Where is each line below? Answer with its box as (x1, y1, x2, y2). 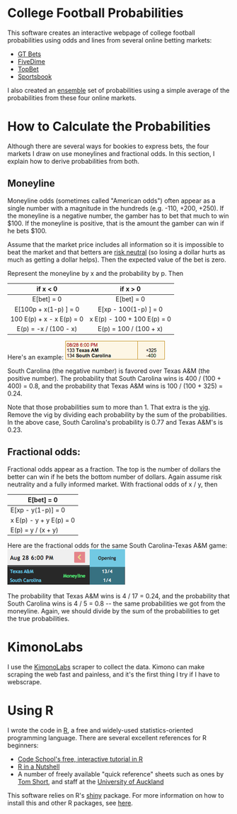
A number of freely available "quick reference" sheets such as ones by (17, 770, 224, 779)
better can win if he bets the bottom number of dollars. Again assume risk (7, 472, 222, 481)
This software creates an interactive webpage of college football (7, 28, 196, 37)
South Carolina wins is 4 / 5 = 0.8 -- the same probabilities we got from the (7, 599, 226, 608)
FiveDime (17, 57, 46, 65)
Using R (7, 703, 54, 719)
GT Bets (17, 50, 41, 58)
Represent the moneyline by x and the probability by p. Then (7, 269, 184, 277)
